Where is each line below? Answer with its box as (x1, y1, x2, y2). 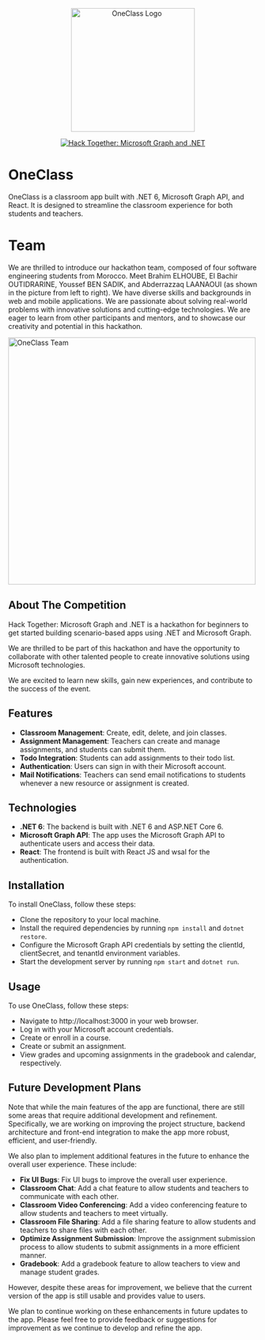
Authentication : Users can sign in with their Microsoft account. (19, 761, 227, 770)
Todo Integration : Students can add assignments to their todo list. (19, 753, 236, 763)
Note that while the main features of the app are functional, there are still (8, 1102, 245, 1111)
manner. (19, 1250, 47, 1260)
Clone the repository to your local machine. (19, 915, 161, 925)
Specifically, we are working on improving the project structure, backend (8, 1119, 245, 1128)
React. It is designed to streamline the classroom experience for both (8, 200, 233, 210)
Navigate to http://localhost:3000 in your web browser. (19, 1016, 199, 1025)
